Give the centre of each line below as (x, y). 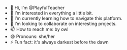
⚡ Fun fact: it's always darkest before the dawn (59, 42)
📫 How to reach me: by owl (39, 29)
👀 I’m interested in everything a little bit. (51, 13)
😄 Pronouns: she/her (32, 36)
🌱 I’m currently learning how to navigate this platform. (66, 18)
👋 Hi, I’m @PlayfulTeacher (37, 8)
